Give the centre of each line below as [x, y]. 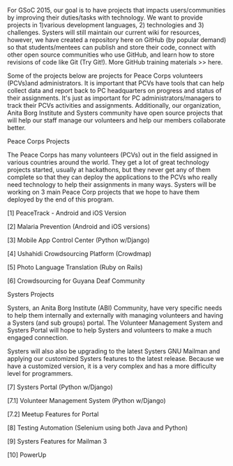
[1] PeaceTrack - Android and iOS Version [67, 213]
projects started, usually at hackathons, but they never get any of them [109, 170]
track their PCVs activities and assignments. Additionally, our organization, [114, 105]
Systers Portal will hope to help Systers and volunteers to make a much [110, 330]
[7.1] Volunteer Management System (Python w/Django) [87, 401]
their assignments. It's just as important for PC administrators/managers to [114, 98]
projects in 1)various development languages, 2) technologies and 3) [106, 25]
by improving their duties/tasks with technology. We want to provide [105, 17]
